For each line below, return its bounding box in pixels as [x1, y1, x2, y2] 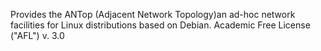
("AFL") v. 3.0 [10, 30, 65, 41]
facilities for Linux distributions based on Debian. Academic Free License [10, 19, 311, 31]
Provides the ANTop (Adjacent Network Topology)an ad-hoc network [10, 9, 296, 20]
